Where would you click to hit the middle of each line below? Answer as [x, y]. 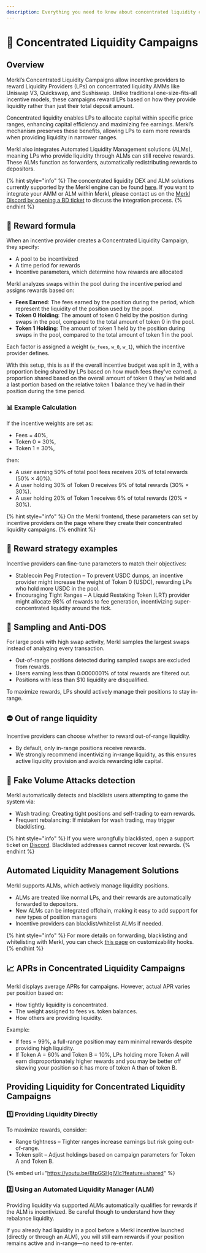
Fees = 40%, [32, 435]
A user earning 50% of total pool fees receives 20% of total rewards [101, 472]
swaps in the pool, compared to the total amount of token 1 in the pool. [104, 335]
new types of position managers [56, 917]
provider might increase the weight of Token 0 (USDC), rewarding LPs [103, 582]
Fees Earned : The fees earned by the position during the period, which [105, 302]
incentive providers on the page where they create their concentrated [94, 523]
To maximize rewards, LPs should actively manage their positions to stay [98, 692]
